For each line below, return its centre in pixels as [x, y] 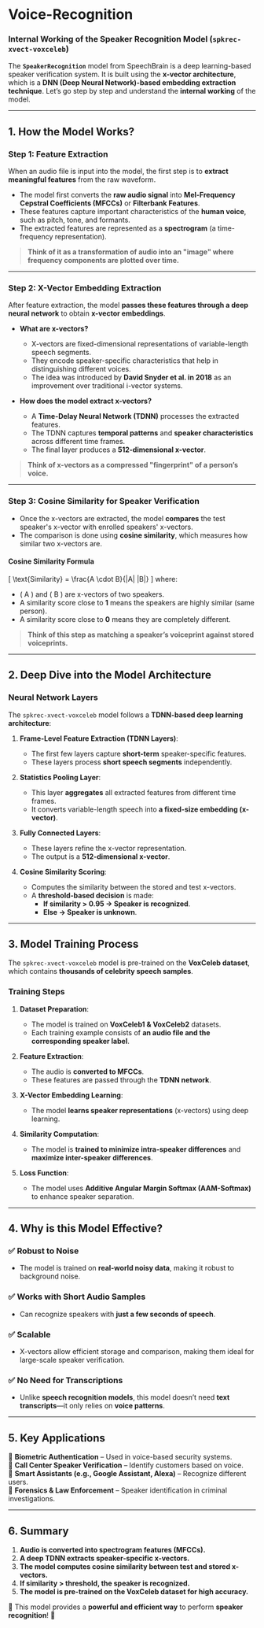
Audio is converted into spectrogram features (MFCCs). [112, 1549]
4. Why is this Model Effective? [86, 1228]
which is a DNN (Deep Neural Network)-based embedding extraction [122, 83]
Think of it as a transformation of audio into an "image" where [130, 252]
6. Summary [38, 1531]
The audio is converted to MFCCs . [88, 1071]
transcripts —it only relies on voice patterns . [92, 1406]
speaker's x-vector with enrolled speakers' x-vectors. [106, 527]
